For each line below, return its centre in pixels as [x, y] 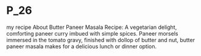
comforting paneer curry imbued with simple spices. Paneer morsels [92, 33]
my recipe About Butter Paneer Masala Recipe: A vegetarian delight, [92, 27]
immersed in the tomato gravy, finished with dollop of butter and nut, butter [100, 40]
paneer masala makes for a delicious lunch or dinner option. [82, 46]
